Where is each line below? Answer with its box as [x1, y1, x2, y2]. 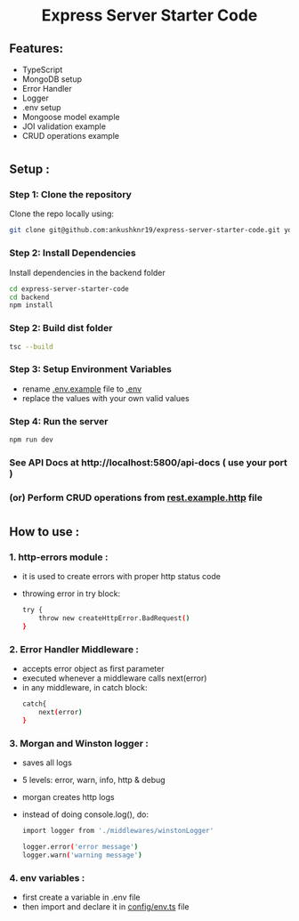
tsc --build [9, 342, 53, 351]
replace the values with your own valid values [21, 392, 190, 403]
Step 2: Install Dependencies [9, 246, 136, 259]
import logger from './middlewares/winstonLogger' [21, 827, 214, 836]
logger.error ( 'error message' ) [21, 842, 139, 851]
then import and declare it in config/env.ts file [21, 901, 190, 912]
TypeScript [21, 64, 63, 75]
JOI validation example [21, 121, 107, 132]
